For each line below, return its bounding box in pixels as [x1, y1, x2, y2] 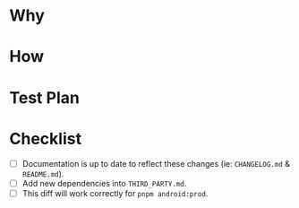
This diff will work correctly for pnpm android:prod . [21, 187, 209, 198]
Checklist [9, 128, 82, 149]
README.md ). [21, 168, 64, 179]
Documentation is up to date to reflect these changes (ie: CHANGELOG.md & [21, 158, 291, 169]
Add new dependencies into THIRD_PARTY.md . [21, 178, 187, 188]
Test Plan [9, 87, 81, 108]
